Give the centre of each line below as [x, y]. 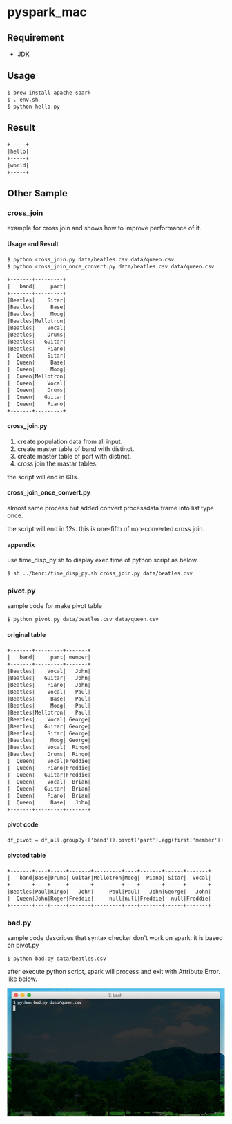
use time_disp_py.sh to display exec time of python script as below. [103, 560]
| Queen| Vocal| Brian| [49, 782]
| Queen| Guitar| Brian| [49, 789]
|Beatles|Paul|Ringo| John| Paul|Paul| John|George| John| [109, 892]
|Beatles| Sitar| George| [49, 733]
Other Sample [37, 193]
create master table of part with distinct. [74, 456]
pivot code [23, 824]
